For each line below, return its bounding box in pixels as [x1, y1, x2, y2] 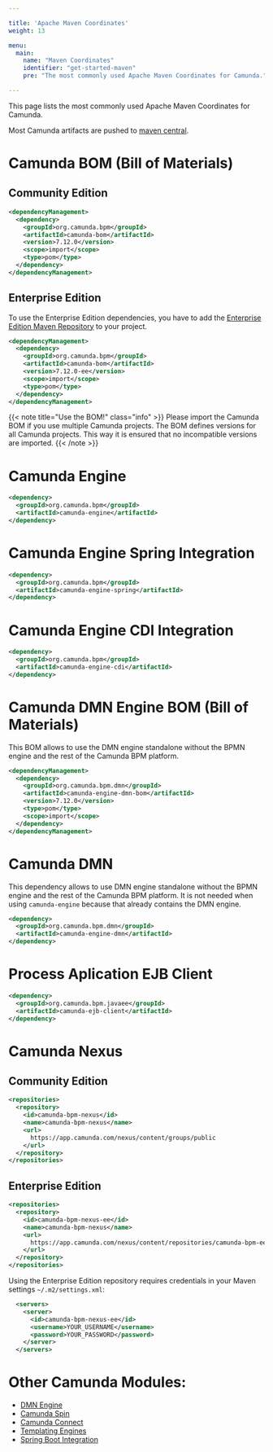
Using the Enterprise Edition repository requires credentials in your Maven [8, 1276, 256, 1285]
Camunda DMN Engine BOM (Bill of [8, 698, 249, 717]
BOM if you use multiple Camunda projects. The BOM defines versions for [8, 421, 256, 431]
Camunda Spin [19, 1409, 71, 1419]
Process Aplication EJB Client [8, 965, 213, 984]
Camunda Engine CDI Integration [8, 621, 234, 639]
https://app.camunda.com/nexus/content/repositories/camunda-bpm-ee [29, 1239, 267, 1247]
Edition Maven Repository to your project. [8, 321, 148, 331]
